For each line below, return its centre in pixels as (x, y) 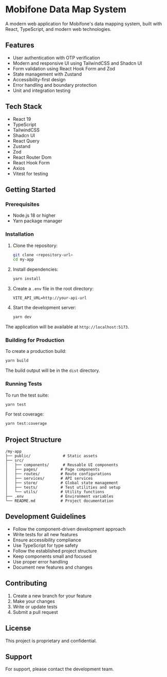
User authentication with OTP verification (56, 58)
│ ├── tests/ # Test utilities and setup (63, 487)
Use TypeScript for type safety (45, 545)
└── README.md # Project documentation (60, 501)
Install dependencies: (35, 269)
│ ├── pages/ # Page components (53, 469)
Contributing (26, 583)
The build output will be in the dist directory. (53, 370)
